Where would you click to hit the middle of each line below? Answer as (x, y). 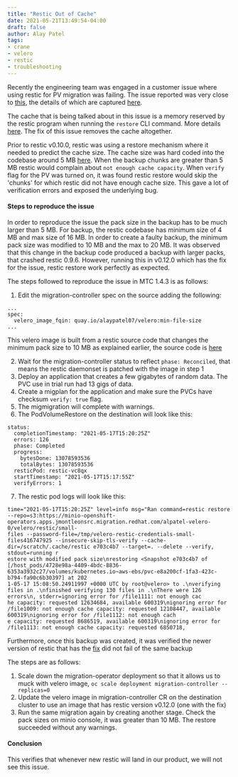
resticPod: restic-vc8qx (50, 471)
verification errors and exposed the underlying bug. (83, 190)
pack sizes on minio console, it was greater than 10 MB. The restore (117, 719)
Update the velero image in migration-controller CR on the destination (120, 697)
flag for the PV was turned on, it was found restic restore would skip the (113, 175)
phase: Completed (39, 446)
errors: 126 (32, 439)
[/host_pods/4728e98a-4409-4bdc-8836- (65, 565)
